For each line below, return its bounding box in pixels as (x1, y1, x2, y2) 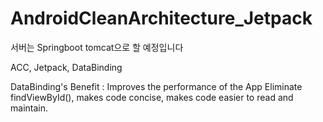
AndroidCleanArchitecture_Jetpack (10, 7, 313, 30)
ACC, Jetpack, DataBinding (10, 61, 123, 73)
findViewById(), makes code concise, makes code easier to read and (10, 91, 294, 103)
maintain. (10, 102, 48, 114)
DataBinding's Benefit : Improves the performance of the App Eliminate (10, 80, 303, 92)
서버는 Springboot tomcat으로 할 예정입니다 (10, 41, 184, 53)
